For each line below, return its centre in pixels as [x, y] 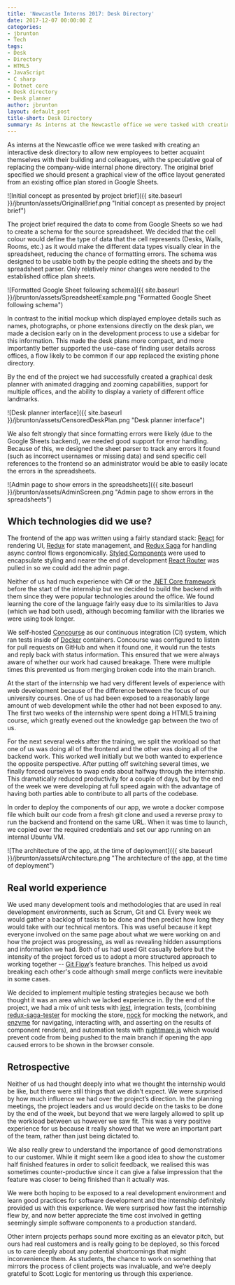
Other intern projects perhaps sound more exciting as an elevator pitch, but [115, 1236]
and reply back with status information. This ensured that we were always [114, 655]
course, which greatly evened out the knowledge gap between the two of [113, 720]
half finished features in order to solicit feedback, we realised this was [108, 1164]
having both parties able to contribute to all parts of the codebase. [103, 794]
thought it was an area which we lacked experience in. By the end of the [111, 1000]
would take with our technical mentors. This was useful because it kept [109, 927]
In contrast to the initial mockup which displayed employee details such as [114, 318]
